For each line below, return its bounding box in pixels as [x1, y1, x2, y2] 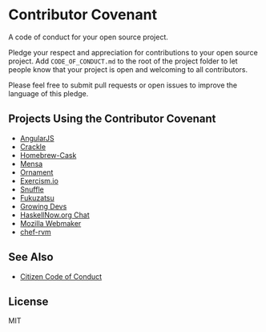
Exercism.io [19, 176, 58, 185]
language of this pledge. [8, 88, 89, 98]
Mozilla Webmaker [19, 218, 82, 228]
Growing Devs [19, 201, 67, 211]
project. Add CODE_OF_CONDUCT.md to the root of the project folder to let [8, 56, 238, 66]
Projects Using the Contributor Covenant [8, 112, 216, 126]
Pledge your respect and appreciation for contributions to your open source [8, 47, 258, 57]
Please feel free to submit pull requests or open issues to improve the [8, 80, 238, 90]
